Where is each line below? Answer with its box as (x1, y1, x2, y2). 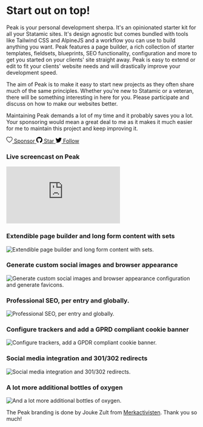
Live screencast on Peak (6, 152, 80, 161)
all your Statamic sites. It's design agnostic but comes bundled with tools (6, 30, 189, 37)
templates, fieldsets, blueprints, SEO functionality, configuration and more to (6, 49, 197, 56)
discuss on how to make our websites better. (6, 100, 118, 107)
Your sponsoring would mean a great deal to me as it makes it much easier (6, 118, 193, 125)
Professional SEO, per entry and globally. (6, 296, 130, 304)
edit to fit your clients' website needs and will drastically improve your (6, 62, 181, 70)
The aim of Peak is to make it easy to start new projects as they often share (6, 80, 195, 88)
